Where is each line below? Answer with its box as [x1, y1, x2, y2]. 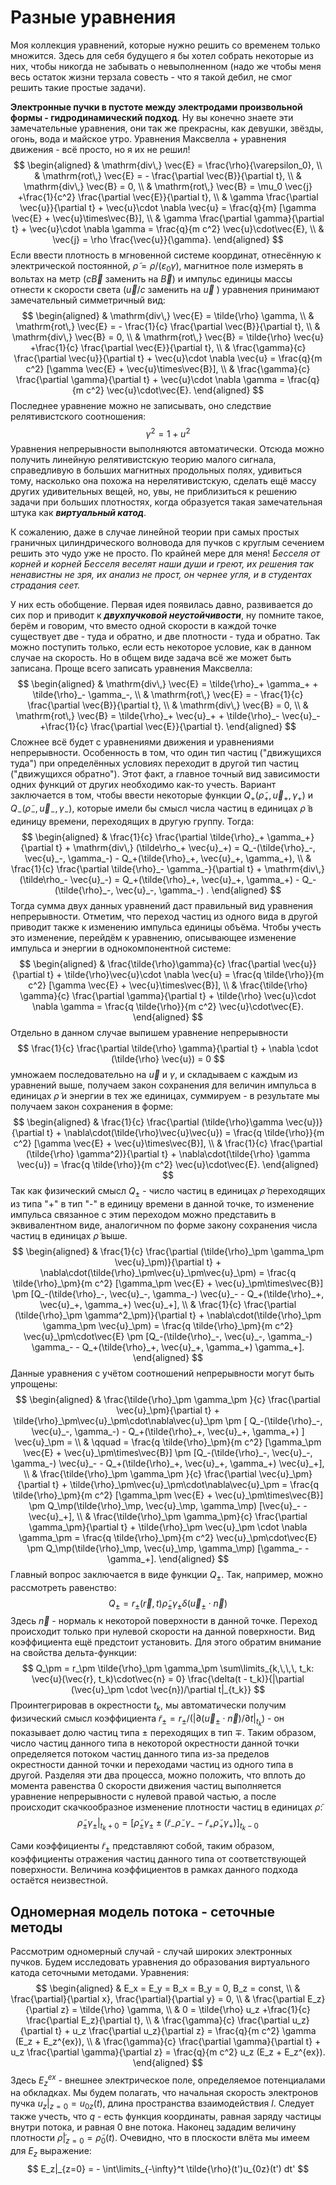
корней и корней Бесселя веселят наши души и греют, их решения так [10, 558, 315, 570]
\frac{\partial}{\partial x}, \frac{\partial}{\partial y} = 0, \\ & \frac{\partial [10, 1993, 306, 2005]
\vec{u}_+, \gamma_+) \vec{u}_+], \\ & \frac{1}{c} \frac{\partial [39, 1298, 297, 1310]
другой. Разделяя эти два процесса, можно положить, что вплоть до [10, 1769, 307, 1781]
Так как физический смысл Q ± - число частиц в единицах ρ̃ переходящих [10, 1184, 326, 1199]
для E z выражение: [10, 2145, 92, 2159]
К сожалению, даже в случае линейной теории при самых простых [10, 526, 300, 538]
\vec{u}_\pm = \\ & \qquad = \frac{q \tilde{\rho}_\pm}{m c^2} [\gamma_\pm [14, 1436, 322, 1448]
